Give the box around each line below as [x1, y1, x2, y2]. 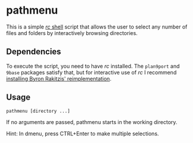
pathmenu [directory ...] [6, 108, 70, 114]
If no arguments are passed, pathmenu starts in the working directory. [6, 118, 178, 125]
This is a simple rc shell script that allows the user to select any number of [6, 23, 188, 30]
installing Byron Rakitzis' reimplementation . [6, 75, 112, 82]
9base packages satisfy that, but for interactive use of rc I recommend [6, 69, 177, 76]
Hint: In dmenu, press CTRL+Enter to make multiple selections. [6, 130, 159, 137]
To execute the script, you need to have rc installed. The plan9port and [6, 62, 180, 69]
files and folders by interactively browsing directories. [6, 29, 138, 36]
